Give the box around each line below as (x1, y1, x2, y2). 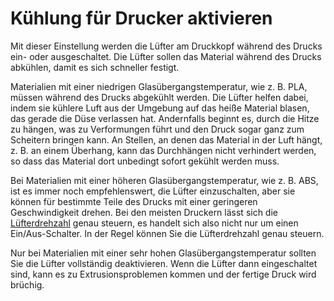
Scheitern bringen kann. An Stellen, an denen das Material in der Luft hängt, (10, 133, 323, 146)
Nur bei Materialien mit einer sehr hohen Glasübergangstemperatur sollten (10, 247, 317, 259)
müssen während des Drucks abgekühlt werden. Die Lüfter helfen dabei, (10, 91, 309, 103)
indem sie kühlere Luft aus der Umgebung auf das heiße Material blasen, (10, 102, 310, 114)
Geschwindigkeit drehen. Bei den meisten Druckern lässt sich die (10, 206, 278, 218)
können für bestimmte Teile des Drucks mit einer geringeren (10, 195, 258, 207)
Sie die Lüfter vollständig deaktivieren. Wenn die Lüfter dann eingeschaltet (10, 257, 318, 269)
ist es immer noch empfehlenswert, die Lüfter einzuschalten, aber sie (10, 185, 296, 197)
